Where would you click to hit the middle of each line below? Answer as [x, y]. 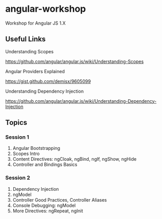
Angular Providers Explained [35, 71]
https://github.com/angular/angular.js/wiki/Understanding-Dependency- [81, 101]
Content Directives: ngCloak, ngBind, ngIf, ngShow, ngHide [74, 159]
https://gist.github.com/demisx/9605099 [48, 81]
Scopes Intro [26, 154]
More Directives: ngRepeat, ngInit [48, 211]
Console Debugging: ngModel [44, 205]
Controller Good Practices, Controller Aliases [60, 200]
